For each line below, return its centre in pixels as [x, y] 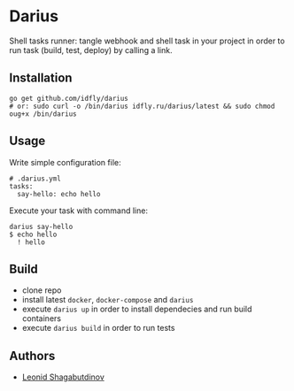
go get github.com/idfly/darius [69, 98]
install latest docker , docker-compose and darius [108, 300]
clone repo [42, 290]
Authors [32, 356]
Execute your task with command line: [79, 211]
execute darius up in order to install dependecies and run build [137, 309]
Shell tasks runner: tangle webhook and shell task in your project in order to [147, 41]
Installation [41, 78]
